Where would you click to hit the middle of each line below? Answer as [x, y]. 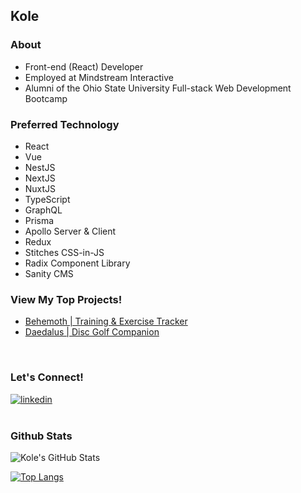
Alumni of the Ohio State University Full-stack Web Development [158, 88]
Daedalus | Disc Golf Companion [92, 332]
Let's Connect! [47, 377]
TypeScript [47, 199]
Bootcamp [46, 98]
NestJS [40, 167]
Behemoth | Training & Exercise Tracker [106, 321]
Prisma [39, 220]
